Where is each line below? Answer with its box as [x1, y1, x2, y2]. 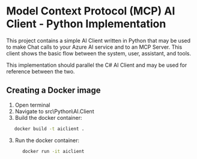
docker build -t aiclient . [14, 125, 85, 132]
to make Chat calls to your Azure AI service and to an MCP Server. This [6, 43, 183, 51]
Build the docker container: [14, 114, 82, 121]
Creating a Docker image [6, 86, 101, 96]
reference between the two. [6, 67, 75, 75]
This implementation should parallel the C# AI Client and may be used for [6, 61, 187, 69]
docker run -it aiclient [22, 148, 85, 154]
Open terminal [14, 101, 50, 108]
